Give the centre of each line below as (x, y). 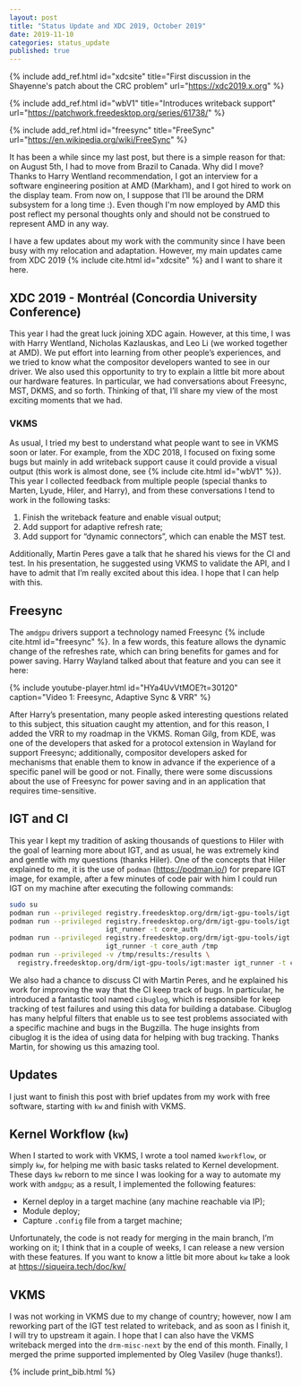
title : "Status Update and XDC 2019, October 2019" (107, 26)
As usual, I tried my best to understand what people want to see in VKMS (144, 443)
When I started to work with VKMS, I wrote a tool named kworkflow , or (138, 1156)
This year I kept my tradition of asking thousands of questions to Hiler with (146, 840)
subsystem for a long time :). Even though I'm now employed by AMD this (145, 205)
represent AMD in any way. (59, 224)
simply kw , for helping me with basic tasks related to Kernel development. (144, 1165)
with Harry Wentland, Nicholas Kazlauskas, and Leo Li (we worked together (149, 342)
